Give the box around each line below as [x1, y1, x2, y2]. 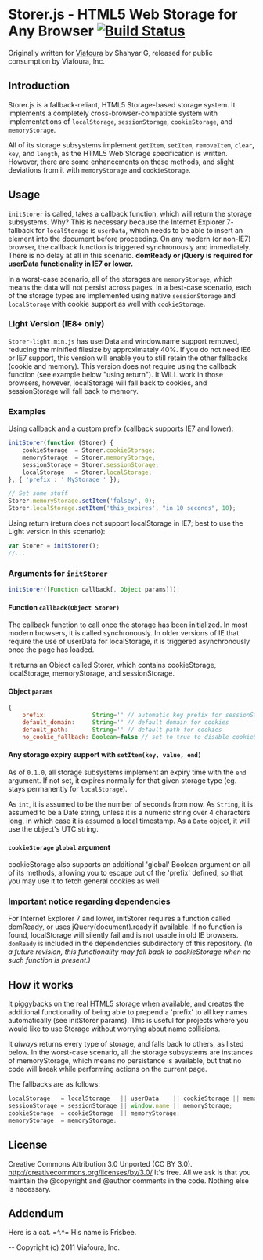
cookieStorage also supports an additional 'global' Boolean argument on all [8, 860, 250, 869]
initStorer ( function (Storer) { [8, 439, 113, 447]
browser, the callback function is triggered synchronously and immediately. [8, 242, 251, 252]
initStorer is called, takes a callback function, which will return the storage [8, 209, 252, 218]
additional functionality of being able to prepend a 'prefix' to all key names [8, 1007, 248, 1017]
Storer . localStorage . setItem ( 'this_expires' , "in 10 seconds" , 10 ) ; [8, 504, 236, 512]
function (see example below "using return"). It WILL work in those [8, 370, 224, 379]
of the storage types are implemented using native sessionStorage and [8, 290, 236, 300]
